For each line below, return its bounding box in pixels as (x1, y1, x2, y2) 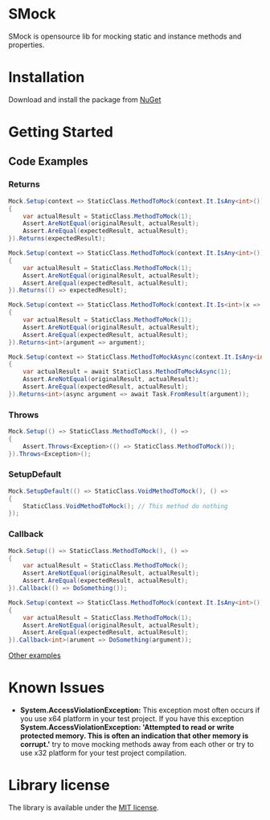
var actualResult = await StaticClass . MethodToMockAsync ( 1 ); (22, 367, 231, 376)
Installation (8, 68, 85, 87)
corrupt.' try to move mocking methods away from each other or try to (19, 740, 255, 749)
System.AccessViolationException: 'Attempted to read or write (19, 723, 235, 732)
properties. (8, 39, 45, 49)
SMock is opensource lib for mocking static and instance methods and (8, 31, 242, 41)
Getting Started (8, 123, 114, 141)
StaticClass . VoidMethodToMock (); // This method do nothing (22, 502, 228, 510)
